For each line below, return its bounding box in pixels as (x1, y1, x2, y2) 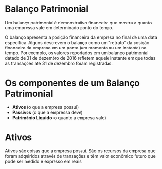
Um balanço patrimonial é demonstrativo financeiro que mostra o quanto (5, 20, 152, 25)
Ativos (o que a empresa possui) (12, 104, 79, 110)
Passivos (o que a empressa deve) (12, 109, 83, 115)
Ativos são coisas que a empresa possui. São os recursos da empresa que (5, 148, 156, 154)
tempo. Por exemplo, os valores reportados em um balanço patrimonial (5, 50, 149, 56)
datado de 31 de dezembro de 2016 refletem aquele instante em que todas (5, 55, 156, 61)
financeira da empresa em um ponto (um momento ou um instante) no (5, 45, 147, 50)
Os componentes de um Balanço (5, 77, 140, 89)
